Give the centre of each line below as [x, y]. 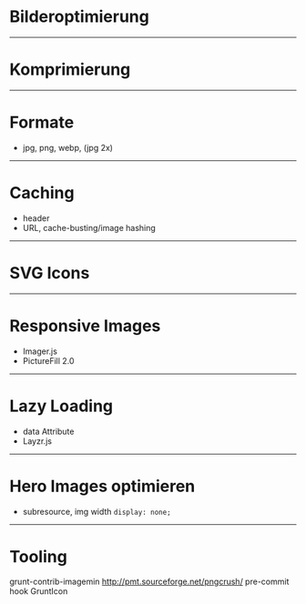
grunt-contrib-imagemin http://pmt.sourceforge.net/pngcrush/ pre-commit [149, 582]
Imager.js [40, 351]
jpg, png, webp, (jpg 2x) [68, 147]
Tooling [39, 556]
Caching [42, 193]
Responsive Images [85, 326]
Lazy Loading [61, 406]
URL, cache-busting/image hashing [89, 227]
